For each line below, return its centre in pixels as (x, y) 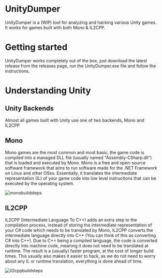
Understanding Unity (48, 91)
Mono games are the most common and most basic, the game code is (75, 152)
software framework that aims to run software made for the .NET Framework (81, 168)
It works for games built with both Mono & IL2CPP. (55, 27)
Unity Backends (29, 109)
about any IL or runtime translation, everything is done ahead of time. (74, 261)
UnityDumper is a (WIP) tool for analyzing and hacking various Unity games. (81, 22)
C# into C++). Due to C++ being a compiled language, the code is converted (81, 240)
